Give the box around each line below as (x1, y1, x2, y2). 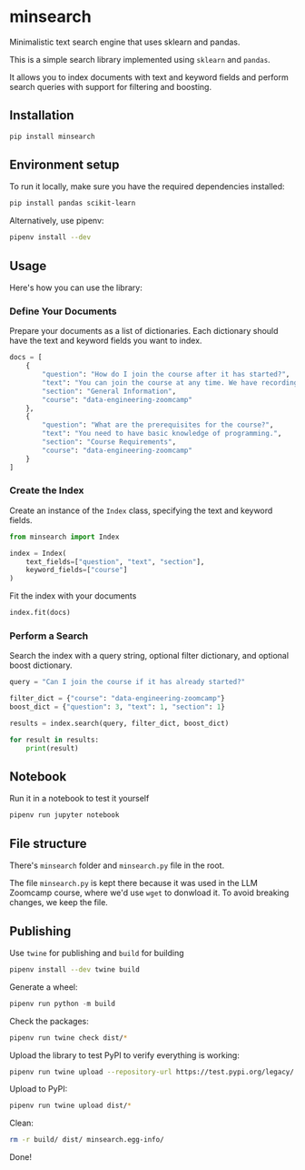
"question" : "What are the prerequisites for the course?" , (42, 420, 274, 429)
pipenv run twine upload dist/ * (9, 1101, 132, 1111)
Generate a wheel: (9, 981, 78, 993)
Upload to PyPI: (9, 1084, 68, 1094)
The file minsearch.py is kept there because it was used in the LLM (9, 878, 259, 889)
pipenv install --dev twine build (9, 964, 141, 974)
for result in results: (9, 735, 100, 744)
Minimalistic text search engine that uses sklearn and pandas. (9, 36, 241, 47)
